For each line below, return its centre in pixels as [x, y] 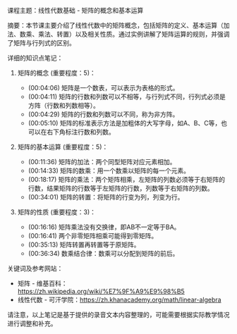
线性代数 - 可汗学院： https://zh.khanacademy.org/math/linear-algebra [119, 299]
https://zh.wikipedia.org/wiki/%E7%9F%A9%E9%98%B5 [101, 291]
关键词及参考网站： [35, 268]
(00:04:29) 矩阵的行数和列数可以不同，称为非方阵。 [103, 114]
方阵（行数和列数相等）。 [64, 105]
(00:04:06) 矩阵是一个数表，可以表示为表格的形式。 [103, 88]
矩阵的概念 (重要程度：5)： [57, 73]
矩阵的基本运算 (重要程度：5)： [63, 147]
